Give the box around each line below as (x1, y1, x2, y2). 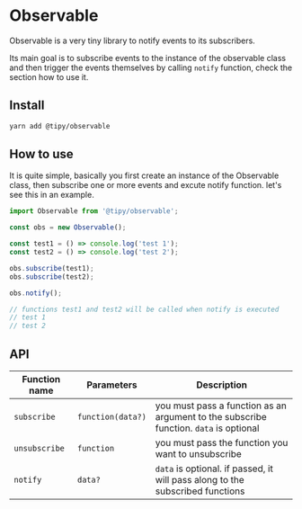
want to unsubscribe (155, 448, 243, 460)
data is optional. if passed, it (155, 462, 274, 475)
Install (9, 98, 45, 113)
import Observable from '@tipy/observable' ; (9, 207, 179, 216)
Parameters (86, 379, 138, 391)
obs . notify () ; (9, 289, 63, 298)
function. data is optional (155, 422, 260, 434)
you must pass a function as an (155, 399, 288, 412)
